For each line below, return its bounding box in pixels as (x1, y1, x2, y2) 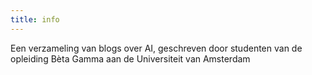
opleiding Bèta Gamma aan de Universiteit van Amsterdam (10, 52, 251, 65)
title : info (10, 14, 60, 25)
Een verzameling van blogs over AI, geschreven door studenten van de (10, 42, 303, 54)
